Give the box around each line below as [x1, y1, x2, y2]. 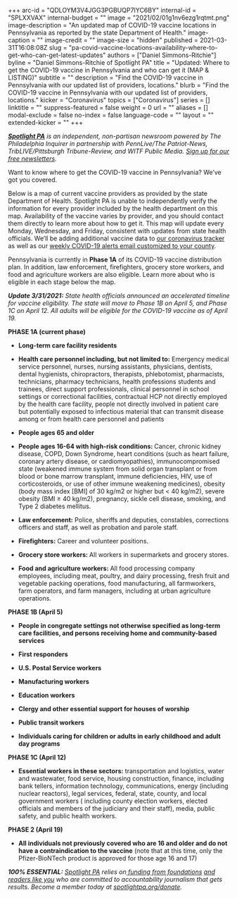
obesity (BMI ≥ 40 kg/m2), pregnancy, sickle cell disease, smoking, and [18, 495, 226, 503]
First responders [18, 650, 69, 658]
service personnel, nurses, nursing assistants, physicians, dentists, [18, 362, 213, 371]
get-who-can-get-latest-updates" [8, 51, 106, 59]
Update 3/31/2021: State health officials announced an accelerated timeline [8, 292, 230, 300]
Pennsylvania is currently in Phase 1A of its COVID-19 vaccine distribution [8, 255, 222, 264]
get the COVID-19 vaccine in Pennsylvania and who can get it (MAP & [8, 66, 210, 74]
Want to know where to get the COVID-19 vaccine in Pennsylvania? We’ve [8, 168, 222, 176]
